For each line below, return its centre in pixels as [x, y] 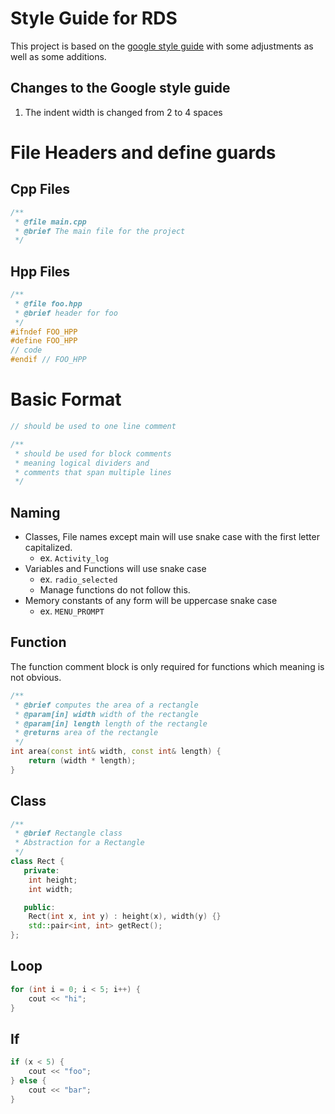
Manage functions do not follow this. [115, 590]
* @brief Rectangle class [68, 833]
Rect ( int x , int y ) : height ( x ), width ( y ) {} [125, 917]
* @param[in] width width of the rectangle [106, 714]
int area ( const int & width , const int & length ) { [116, 752]
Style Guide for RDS [94, 18]
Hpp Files [40, 271]
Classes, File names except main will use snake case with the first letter [172, 537]
